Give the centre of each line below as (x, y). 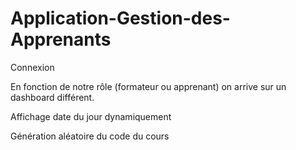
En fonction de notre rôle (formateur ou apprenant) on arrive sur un (148, 86)
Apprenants (61, 39)
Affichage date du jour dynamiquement (91, 116)
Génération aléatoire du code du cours (90, 136)
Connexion (32, 67)
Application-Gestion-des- (120, 18)
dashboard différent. (52, 97)
